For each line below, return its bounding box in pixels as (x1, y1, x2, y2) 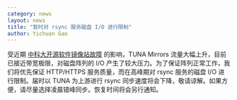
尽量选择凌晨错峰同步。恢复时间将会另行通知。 (25, 85, 163, 94)
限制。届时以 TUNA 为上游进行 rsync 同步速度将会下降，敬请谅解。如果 (13, 77, 222, 85)
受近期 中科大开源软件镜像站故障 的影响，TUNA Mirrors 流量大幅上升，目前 (7, 50, 227, 58)
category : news (7, 10, 52, 18)
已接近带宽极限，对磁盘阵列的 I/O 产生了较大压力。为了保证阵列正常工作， (7, 59, 224, 68)
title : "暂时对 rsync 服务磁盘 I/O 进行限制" (7, 23, 132, 30)
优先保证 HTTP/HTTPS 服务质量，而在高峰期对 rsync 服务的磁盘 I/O (19, 68, 217, 76)
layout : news (7, 17, 46, 24)
